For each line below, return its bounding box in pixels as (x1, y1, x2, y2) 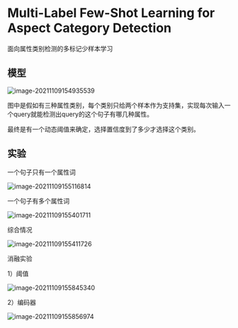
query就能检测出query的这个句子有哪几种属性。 (13, 110, 154, 118)
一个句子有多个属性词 (7, 196, 69, 205)
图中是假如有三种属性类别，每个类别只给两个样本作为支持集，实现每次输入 (7, 101, 225, 109)
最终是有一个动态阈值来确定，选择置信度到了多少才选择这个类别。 (7, 125, 200, 133)
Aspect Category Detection (7, 20, 172, 36)
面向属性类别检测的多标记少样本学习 (7, 44, 113, 52)
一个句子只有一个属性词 (7, 168, 76, 176)
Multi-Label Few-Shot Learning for (7, 5, 215, 21)
